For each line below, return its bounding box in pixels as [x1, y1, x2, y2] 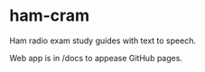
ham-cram [9, 5, 90, 26]
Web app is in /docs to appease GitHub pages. [9, 52, 183, 63]
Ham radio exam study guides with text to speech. [9, 35, 197, 46]
